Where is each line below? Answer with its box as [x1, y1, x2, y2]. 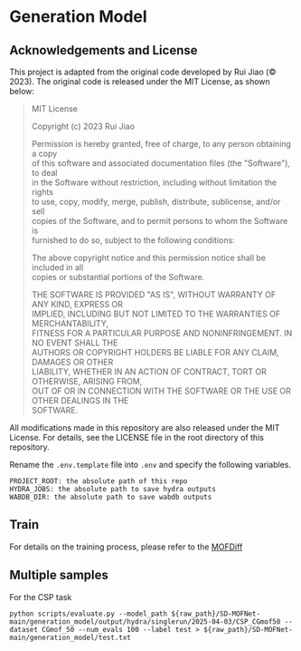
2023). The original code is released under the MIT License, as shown [9, 76, 271, 87]
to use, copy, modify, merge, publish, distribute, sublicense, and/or [31, 197, 281, 207]
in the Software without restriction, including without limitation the [31, 177, 277, 188]
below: [9, 86, 34, 96]
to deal [31, 168, 58, 178]
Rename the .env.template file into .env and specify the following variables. [9, 460, 292, 470]
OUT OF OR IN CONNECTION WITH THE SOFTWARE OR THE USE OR [31, 385, 292, 396]
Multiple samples [9, 568, 108, 583]
